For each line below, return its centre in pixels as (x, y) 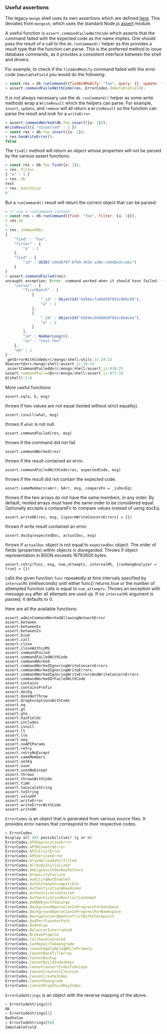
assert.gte (16, 713)
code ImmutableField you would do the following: (55, 75)
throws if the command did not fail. (41, 442)
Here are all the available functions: (42, 609)
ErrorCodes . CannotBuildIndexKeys (40, 962)
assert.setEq (19, 761)
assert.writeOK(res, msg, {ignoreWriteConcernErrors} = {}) (69, 517)
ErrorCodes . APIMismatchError (35, 847)
